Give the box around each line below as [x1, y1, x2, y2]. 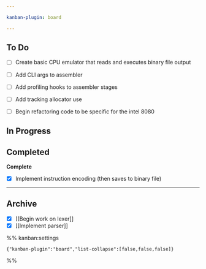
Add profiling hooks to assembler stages [15, 83, 118, 91]
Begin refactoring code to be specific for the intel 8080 [15, 108, 155, 115]
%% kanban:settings [6, 234, 59, 241]
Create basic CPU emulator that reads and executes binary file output [15, 59, 191, 66]
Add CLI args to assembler [15, 71, 83, 78]
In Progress [6, 126, 51, 137]
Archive [6, 199, 37, 209]
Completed [6, 146, 50, 157]
